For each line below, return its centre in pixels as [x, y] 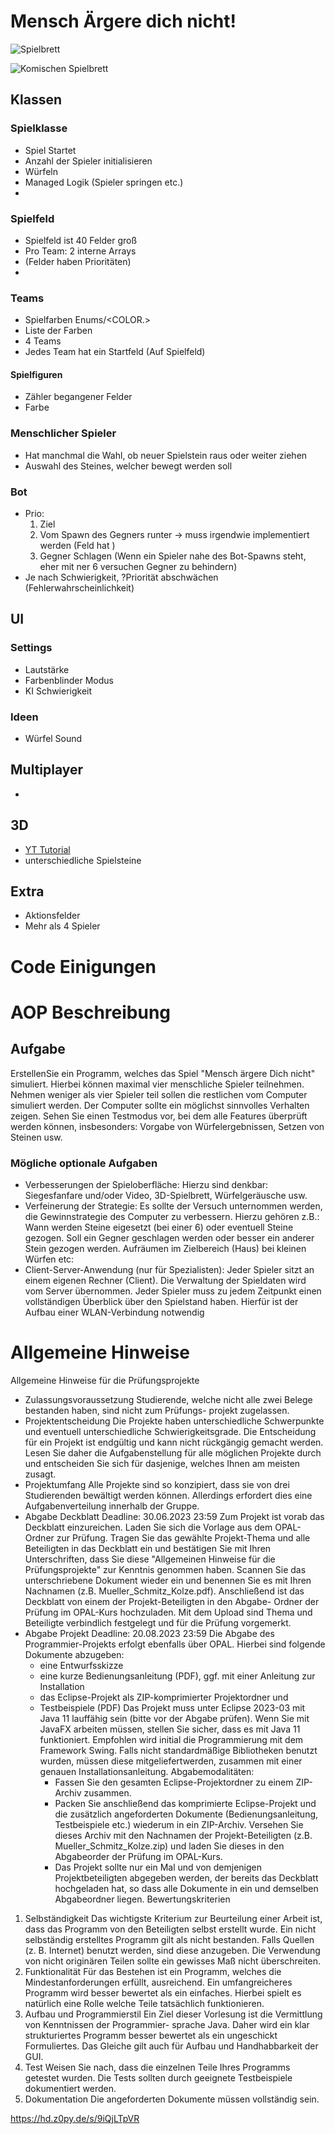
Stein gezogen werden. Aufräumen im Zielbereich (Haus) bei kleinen [165, 1248]
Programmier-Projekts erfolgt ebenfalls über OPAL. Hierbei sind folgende [175, 1644]
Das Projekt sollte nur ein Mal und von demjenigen [158, 1867]
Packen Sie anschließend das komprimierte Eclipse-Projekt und [185, 1803]
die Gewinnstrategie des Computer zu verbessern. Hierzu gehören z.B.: [172, 1216]
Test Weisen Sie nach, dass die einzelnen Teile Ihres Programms [157, 2067]
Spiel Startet [50, 150]
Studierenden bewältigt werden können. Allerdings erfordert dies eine [168, 1495]
